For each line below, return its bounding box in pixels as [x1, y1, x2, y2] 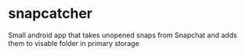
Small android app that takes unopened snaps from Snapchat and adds [8, 30, 237, 40]
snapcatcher [8, 5, 92, 23]
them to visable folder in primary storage [8, 38, 139, 47]
